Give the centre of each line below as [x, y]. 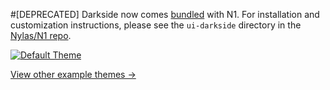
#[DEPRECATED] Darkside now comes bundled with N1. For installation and [165, 14]
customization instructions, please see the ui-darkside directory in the [156, 25]
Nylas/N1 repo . [41, 35]
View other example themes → [73, 74]
